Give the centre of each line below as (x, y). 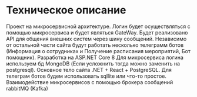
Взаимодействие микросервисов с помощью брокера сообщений (90, 82)
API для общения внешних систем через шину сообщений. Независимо (96, 39)
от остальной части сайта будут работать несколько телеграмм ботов (95, 45)
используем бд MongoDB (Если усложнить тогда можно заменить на (93, 63)
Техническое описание (66, 10)
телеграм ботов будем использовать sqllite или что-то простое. (86, 76)
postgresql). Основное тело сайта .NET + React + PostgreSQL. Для (89, 70)
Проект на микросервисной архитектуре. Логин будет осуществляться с (98, 26)
